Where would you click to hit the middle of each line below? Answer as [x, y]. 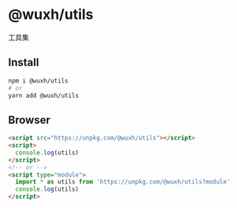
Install [24, 63]
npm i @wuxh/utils [38, 80]
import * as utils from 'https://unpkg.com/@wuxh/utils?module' [123, 182]
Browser [30, 120]
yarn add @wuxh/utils [44, 95]
